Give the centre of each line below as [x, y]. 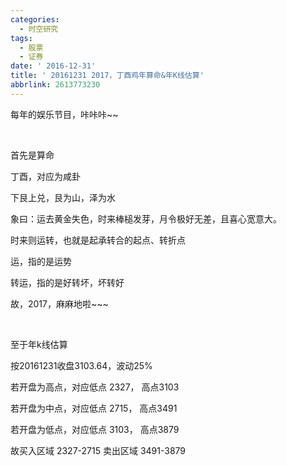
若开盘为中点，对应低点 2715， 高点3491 [94, 408]
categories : [35, 19]
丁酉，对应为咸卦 [45, 176]
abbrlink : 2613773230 [55, 85]
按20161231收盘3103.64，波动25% [81, 365]
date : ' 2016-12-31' [53, 66]
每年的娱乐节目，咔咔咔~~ [64, 114]
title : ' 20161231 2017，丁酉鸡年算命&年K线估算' [107, 76]
